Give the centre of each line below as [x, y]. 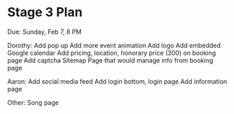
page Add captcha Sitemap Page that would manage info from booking [110, 60]
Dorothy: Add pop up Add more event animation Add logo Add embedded [114, 45]
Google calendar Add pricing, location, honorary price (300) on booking [112, 53]
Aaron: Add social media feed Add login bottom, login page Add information [117, 81]
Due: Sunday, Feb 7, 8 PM [45, 32]
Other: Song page [33, 102]
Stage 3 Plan [45, 12]
